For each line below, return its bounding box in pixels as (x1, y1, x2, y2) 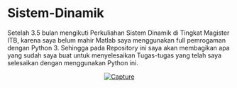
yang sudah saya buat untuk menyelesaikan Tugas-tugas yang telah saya (7, 51, 222, 60)
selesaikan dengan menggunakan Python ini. (7, 58, 138, 67)
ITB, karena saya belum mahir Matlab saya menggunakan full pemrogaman (7, 35, 226, 44)
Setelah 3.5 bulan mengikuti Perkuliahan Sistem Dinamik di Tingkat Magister (7, 28, 230, 37)
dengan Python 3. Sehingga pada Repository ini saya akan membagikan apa (7, 43, 230, 52)
